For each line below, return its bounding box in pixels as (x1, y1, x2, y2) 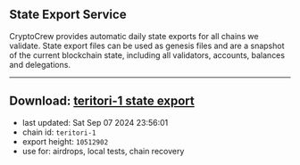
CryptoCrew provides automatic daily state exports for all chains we (9, 30, 259, 41)
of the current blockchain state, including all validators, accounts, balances (9, 49, 286, 61)
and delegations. (9, 59, 71, 70)
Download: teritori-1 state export (9, 94, 195, 109)
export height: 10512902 (21, 136, 109, 146)
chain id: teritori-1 (21, 127, 96, 137)
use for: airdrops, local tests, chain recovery (21, 145, 185, 156)
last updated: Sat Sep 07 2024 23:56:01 (21, 117, 169, 128)
